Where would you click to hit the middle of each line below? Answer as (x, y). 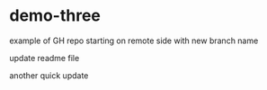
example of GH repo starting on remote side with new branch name (134, 40)
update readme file (44, 58)
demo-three (55, 16)
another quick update (49, 75)
